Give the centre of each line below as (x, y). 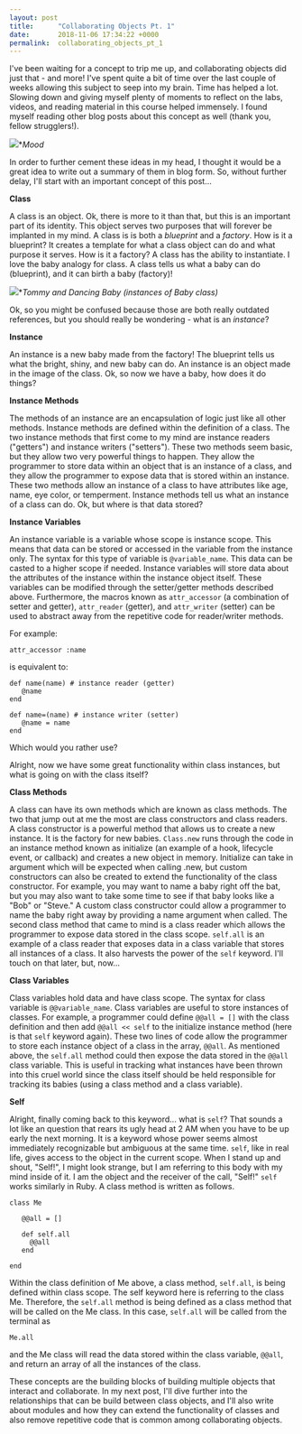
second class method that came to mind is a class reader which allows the (147, 925)
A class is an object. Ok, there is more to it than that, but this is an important (150, 217)
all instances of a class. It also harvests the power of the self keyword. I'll (146, 954)
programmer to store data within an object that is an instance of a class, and (151, 467)
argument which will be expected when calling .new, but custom (128, 867)
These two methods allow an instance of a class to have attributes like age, (149, 486)
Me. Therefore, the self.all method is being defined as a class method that (151, 1302)
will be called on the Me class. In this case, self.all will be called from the (148, 1312)
